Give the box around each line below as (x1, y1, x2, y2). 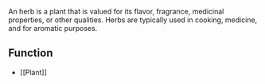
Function (8, 47, 53, 60)
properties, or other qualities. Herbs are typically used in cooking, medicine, (8, 15, 258, 25)
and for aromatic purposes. (8, 24, 98, 32)
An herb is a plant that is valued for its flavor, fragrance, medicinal (8, 7, 224, 16)
